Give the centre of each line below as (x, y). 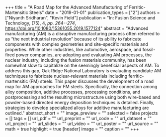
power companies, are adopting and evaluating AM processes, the (84, 55)
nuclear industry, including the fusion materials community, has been (76, 60)
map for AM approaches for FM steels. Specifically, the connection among (81, 86)
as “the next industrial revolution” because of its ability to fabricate (73, 39)
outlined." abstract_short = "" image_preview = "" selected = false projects (82, 113)
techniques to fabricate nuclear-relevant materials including (66, 76)
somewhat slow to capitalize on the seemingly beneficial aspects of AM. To (82, 65)
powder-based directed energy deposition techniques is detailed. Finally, (80, 102)
